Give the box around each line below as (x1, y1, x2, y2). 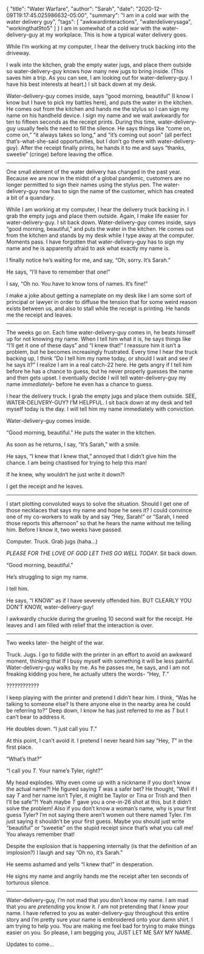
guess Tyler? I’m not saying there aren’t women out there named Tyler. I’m (6, 811, 191, 818)
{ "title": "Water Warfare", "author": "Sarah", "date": (6, 5, 135, 12)
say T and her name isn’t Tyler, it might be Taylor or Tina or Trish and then (6, 792, 191, 799)
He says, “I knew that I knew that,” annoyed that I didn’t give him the (6, 453, 177, 459)
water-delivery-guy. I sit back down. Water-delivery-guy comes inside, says (6, 219, 196, 226)
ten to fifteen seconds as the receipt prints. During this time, (6, 118, 157, 125)
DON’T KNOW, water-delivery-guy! (6, 603, 94, 610)
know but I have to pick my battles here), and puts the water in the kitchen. (6, 99, 193, 106)
